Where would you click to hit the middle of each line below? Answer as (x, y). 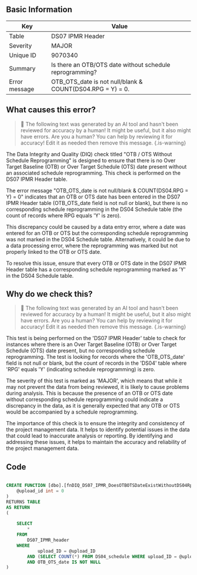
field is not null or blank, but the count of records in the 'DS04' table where (96, 363)
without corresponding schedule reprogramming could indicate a (84, 399)
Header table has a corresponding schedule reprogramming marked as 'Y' (96, 269)
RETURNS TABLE (23, 502)
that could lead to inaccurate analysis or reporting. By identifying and (89, 436)
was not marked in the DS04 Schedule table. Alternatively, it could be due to (98, 239)
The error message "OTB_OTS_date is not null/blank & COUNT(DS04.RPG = (97, 190)
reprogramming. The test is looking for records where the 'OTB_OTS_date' (96, 357)
